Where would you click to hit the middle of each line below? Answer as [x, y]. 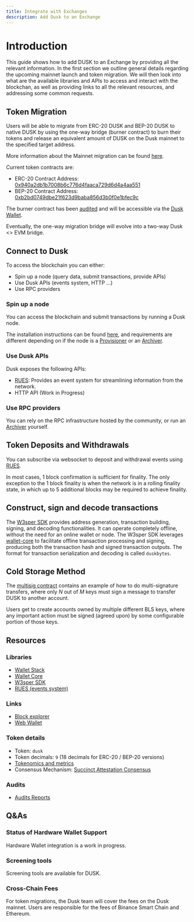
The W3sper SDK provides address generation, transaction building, [88, 522]
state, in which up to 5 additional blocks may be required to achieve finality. [97, 489]
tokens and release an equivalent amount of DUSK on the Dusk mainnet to [95, 138]
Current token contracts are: [40, 167]
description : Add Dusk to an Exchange [53, 17]
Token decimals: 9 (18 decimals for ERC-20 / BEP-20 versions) [89, 757]
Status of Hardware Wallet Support [56, 832]
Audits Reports [32, 797]
